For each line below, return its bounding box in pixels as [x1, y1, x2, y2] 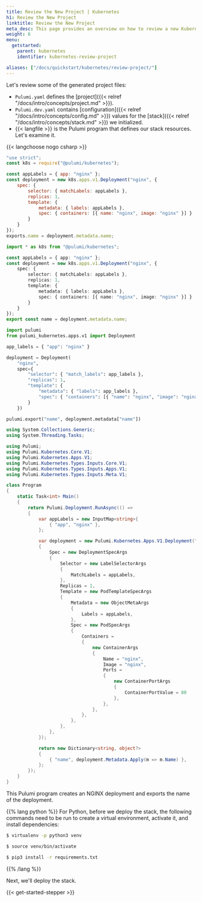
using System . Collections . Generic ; [6, 427, 96, 433]
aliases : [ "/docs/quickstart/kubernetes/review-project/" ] [6, 65, 158, 71]
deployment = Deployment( [6, 354, 71, 361]
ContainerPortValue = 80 [124, 689, 187, 696]
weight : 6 [6, 31, 31, 37]
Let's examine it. [14, 131, 56, 139]
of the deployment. [6, 796, 54, 803]
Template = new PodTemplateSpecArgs [60, 589, 152, 595]
